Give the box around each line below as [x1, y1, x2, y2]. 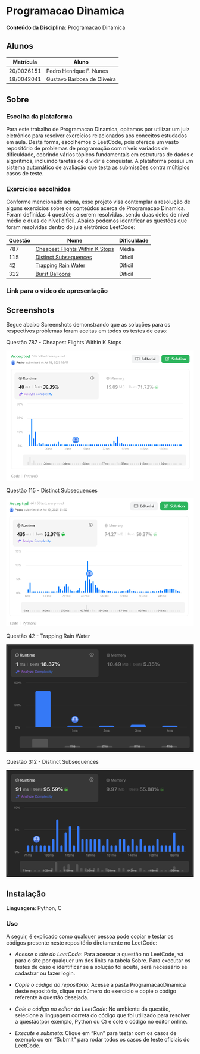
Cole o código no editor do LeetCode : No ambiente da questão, [14, 1005, 171, 1012]
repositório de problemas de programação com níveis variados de [6, 145, 168, 152]
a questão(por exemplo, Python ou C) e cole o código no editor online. [14, 1018, 187, 1025]
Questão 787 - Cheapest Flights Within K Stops [6, 338, 122, 346]
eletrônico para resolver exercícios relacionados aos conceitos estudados [6, 132, 187, 139]
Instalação [6, 889, 46, 899]
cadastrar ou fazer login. [14, 970, 76, 977]
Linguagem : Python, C [6, 905, 62, 912]
